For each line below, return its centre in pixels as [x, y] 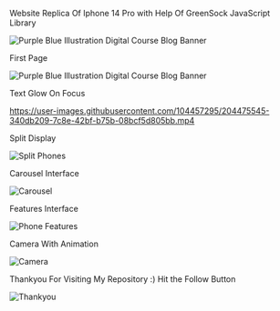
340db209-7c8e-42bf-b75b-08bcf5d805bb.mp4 [102, 120]
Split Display [33, 138]
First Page [29, 58]
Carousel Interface [44, 173]
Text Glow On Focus [47, 93]
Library [23, 23]
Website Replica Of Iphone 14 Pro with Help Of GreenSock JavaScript [140, 13]
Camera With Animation [54, 244]
